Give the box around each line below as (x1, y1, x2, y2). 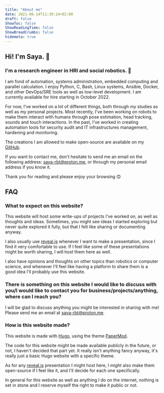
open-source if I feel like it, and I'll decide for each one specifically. (5, 368, 141, 373)
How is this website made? (5, 322, 70, 328)
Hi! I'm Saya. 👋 (5, 52, 50, 61)
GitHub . (5, 144, 21, 150)
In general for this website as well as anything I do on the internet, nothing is (5, 377, 159, 383)
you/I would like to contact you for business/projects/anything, (5, 287, 158, 294)
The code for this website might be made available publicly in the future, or (5, 342, 157, 348)
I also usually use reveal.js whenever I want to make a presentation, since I (5, 238, 156, 245)
